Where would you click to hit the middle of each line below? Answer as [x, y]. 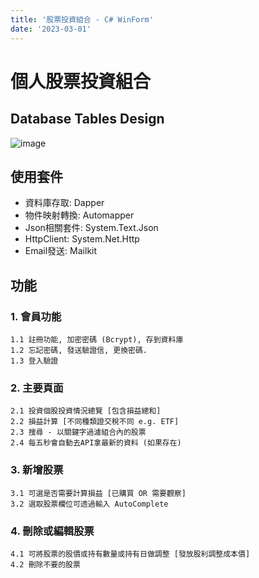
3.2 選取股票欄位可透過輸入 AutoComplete [89, 504]
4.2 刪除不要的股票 [45, 564]
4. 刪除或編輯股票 [52, 531]
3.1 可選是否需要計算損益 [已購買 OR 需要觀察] [98, 493]
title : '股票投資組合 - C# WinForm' [82, 19]
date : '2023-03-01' [51, 29]
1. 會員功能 [36, 316]
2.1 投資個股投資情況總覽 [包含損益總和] [86, 411]
